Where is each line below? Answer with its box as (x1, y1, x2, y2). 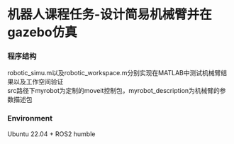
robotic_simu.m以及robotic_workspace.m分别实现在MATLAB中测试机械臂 (7, 69, 221, 77)
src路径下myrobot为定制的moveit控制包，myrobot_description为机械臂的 (7, 87, 220, 95)
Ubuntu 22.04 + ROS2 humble (7, 129, 96, 138)
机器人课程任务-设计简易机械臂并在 (7, 6, 213, 23)
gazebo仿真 (7, 24, 77, 40)
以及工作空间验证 (13, 77, 64, 86)
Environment (7, 113, 53, 123)
